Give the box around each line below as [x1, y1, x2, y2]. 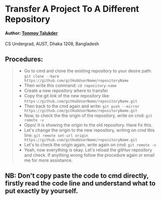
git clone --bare [24, 74, 60, 79]
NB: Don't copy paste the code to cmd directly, [5, 171, 149, 180]
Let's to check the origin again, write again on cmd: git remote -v [24, 142, 157, 148]
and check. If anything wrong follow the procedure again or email [24, 152, 155, 158]
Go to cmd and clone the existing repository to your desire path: [24, 68, 152, 74]
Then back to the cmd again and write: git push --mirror [24, 103, 140, 109]
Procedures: [5, 55, 44, 63]
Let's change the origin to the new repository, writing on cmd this [24, 127, 155, 133]
